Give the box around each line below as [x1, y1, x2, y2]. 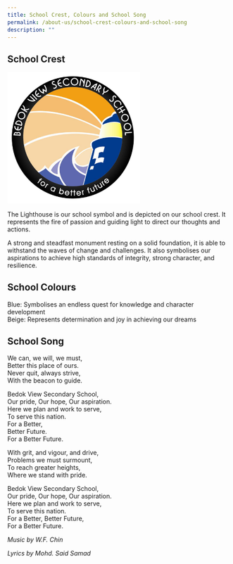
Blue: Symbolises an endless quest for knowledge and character [7, 300, 194, 309]
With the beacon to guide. [7, 376, 83, 385]
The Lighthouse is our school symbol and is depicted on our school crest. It [7, 210, 226, 218]
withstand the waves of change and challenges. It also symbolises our [7, 246, 211, 255]
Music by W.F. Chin [7, 535, 63, 544]
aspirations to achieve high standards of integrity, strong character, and [7, 253, 215, 262]
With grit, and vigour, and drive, [7, 449, 99, 457]
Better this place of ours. [7, 361, 80, 370]
